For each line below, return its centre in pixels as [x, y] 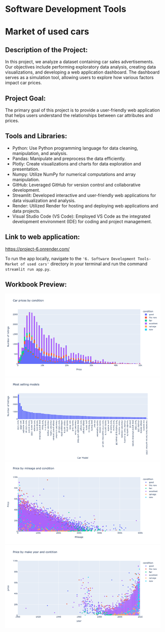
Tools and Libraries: [36, 136]
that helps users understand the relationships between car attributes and [79, 115]
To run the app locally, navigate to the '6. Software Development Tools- [78, 258]
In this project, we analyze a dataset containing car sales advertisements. [80, 62]
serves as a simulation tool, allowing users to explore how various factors [80, 78]
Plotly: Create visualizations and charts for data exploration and [77, 163]
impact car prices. [23, 83]
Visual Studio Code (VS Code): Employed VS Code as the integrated [81, 216]
